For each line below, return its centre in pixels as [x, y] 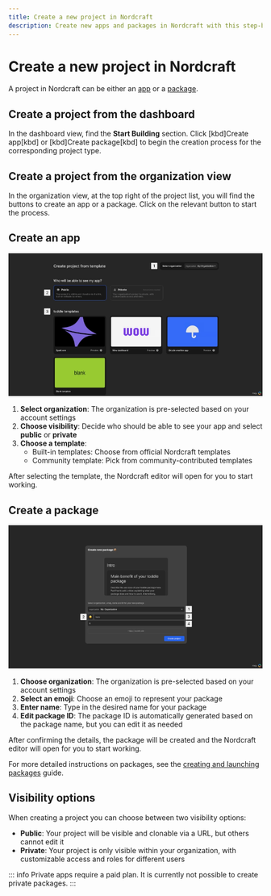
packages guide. [36, 772]
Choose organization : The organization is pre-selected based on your [137, 681]
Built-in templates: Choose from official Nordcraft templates [131, 452]
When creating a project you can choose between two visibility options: [127, 817]
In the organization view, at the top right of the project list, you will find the [132, 196]
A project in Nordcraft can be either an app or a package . [104, 89]
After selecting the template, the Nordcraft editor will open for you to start [131, 476]
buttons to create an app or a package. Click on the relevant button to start [132, 204]
